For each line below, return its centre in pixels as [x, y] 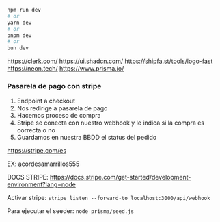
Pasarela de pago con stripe [54, 86]
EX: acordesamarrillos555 [43, 164]
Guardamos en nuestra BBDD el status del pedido [87, 138]
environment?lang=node [42, 184]
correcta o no [36, 130]
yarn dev [19, 23]
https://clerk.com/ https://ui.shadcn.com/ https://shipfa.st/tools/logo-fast [110, 61]
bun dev [18, 48]
